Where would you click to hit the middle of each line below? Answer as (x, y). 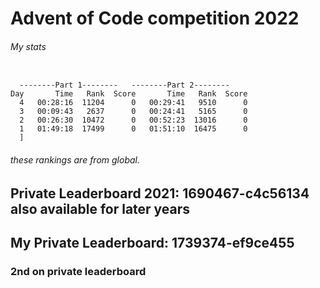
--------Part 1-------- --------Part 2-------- (124, 85)
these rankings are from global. (75, 159)
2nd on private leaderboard (78, 271)
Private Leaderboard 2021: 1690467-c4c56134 (160, 193)
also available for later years (100, 208)
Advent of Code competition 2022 (155, 18)
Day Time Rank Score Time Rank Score (129, 94)
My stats (28, 46)
